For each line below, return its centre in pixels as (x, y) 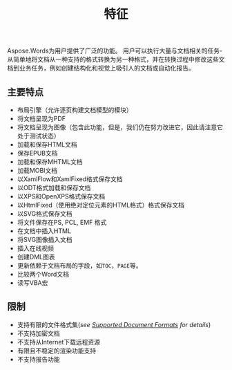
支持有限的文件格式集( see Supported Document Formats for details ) (114, 324)
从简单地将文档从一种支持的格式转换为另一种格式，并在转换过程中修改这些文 (116, 59)
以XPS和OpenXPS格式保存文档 (61, 196)
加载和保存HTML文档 (47, 145)
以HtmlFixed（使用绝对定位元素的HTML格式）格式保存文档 (101, 205)
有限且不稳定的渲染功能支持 (57, 351)
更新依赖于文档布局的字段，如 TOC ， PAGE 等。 (79, 266)
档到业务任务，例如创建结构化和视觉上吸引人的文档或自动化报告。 (101, 68)
